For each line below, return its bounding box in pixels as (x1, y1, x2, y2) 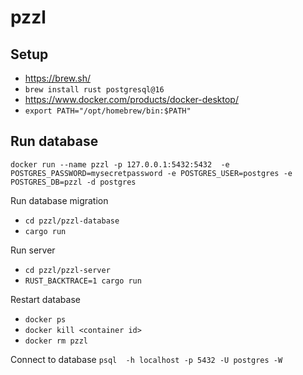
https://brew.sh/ (24, 72, 92, 84)
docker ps (24, 314, 67, 325)
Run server (10, 244, 56, 256)
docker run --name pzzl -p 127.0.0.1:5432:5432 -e (10, 159, 230, 170)
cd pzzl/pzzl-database (24, 216, 120, 226)
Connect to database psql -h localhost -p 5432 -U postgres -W (10, 353, 283, 365)
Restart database (10, 293, 81, 305)
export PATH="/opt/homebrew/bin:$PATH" (24, 106, 192, 116)
